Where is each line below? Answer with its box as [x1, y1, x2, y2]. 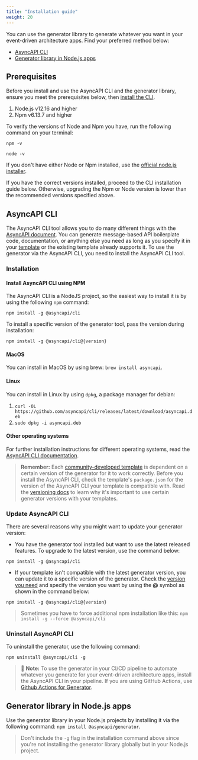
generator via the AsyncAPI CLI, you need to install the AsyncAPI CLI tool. [6, 250, 186, 257]
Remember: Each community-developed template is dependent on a [20, 463, 188, 470]
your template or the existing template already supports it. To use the [6, 243, 174, 251]
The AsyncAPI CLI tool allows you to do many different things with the [6, 225, 176, 232]
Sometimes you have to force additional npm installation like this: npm [20, 610, 188, 617]
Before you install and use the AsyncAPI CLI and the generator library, [6, 87, 176, 95]
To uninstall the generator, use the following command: [6, 643, 140, 650]
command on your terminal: [6, 129, 73, 136]
